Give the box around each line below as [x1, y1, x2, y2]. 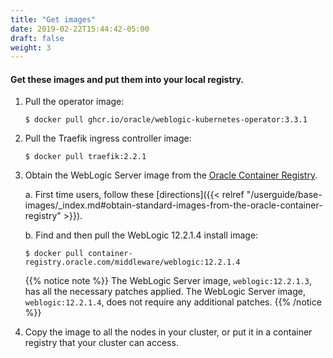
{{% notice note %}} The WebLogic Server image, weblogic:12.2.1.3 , [24, 275, 313, 287]
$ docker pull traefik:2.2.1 [24, 152, 147, 162]
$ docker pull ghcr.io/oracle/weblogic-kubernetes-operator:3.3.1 [24, 115, 308, 125]
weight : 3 [10, 42, 52, 53]
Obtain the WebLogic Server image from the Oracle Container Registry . [24, 169, 318, 181]
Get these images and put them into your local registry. [10, 73, 244, 85]
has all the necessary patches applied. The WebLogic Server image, [24, 286, 306, 298]
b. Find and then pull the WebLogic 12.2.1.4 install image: [24, 229, 259, 241]
